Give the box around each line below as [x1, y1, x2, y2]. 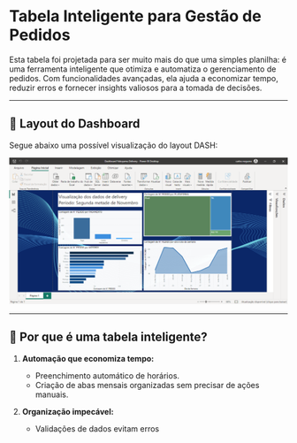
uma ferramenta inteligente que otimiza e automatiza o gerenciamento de [9, 64, 277, 74]
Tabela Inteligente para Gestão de [9, 6, 263, 27]
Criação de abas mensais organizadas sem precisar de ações [34, 379, 260, 390]
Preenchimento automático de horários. [34, 370, 179, 381]
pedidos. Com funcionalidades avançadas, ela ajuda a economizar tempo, [9, 73, 278, 83]
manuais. [34, 389, 69, 400]
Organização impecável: [21, 406, 114, 416]
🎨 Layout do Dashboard [9, 117, 141, 132]
